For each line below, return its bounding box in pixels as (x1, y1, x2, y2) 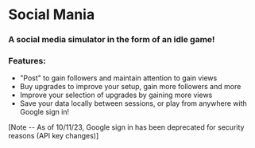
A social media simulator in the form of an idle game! (8, 34, 215, 45)
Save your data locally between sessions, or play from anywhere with (19, 99, 248, 108)
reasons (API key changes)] (8, 131, 99, 141)
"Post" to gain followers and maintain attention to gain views (19, 73, 218, 83)
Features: (8, 56, 46, 67)
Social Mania (8, 6, 95, 24)
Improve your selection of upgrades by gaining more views (19, 90, 213, 100)
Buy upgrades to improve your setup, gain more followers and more (19, 82, 241, 92)
